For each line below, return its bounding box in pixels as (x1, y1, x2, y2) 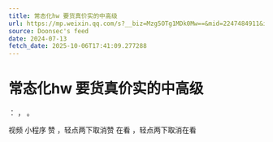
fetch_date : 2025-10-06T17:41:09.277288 (8, 42, 148, 50)
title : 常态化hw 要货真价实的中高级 (8, 11, 118, 20)
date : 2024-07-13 (8, 34, 67, 43)
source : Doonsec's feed (8, 27, 89, 35)
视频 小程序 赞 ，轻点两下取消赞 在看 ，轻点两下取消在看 (8, 125, 197, 135)
